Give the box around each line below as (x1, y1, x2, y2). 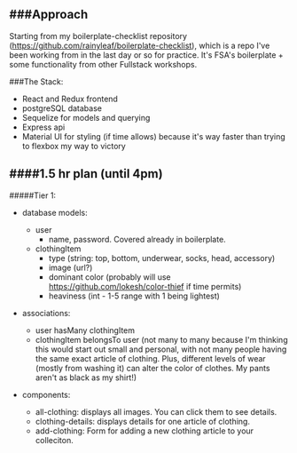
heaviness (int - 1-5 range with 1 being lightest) (48, 290, 220, 301)
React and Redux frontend (21, 93, 118, 104)
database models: (21, 207, 89, 218)
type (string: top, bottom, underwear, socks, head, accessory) (48, 252, 276, 263)
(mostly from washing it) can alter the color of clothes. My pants (35, 362, 270, 373)
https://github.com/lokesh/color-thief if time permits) (48, 281, 242, 291)
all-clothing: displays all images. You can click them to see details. (35, 406, 277, 417)
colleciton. (35, 434, 74, 445)
